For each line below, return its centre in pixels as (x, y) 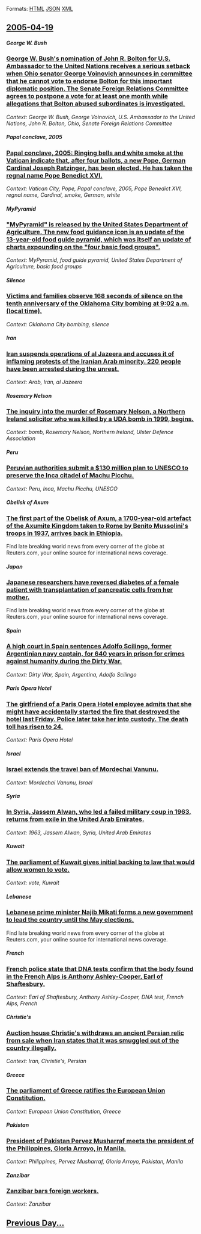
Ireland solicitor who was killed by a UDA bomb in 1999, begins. (100, 419)
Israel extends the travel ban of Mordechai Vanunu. (82, 769)
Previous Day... (35, 1223)
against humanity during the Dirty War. (64, 662)
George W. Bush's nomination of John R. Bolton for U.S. (88, 58)
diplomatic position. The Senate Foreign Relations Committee (97, 88)
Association (21, 438)
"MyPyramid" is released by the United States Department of (97, 225)
